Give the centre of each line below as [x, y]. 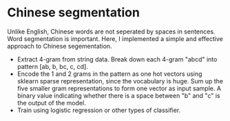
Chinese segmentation [73, 13]
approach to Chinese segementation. [60, 46]
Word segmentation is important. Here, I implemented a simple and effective [115, 38]
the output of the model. [51, 103]
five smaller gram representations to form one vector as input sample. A [119, 88]
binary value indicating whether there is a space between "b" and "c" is [118, 95]
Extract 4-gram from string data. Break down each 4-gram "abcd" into [117, 59]
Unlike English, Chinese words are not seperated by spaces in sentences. [111, 31]
